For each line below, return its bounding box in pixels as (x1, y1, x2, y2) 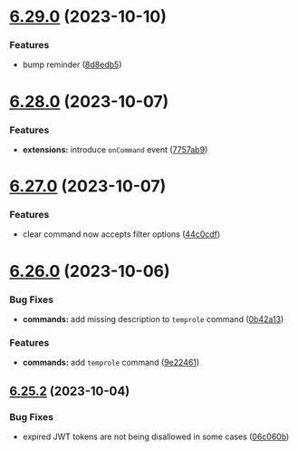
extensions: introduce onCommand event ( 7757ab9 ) (22, 143, 208, 155)
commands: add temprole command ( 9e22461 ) (22, 357, 200, 368)
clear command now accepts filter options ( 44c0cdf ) (22, 229, 221, 240)
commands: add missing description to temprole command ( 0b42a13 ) (22, 313, 284, 324)
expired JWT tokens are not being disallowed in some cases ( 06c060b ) (22, 431, 290, 442)
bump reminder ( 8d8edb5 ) (22, 59, 122, 70)
